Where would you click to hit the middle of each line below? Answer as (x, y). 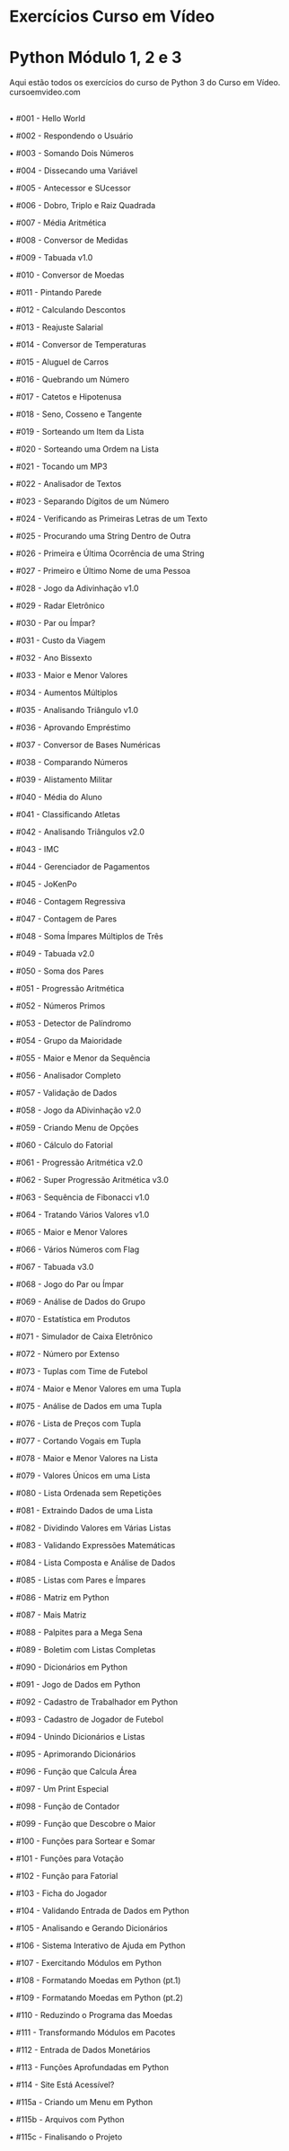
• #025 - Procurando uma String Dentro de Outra (100, 535)
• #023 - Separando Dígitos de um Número (89, 501)
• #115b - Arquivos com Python (67, 2119)
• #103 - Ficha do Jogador (58, 1893)
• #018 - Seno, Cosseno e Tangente (75, 414)
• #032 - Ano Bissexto (51, 657)
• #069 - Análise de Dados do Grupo (78, 1301)
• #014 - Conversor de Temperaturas (78, 344)
